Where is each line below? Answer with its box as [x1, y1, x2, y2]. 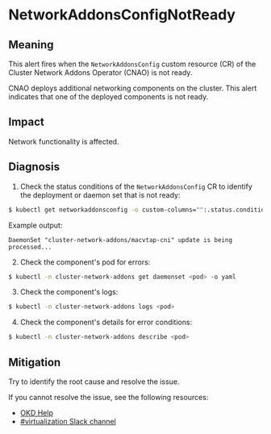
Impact [8, 115, 44, 129]
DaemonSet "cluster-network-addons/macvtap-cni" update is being [8, 236, 232, 244]
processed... [8, 243, 52, 251]
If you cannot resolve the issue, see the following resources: [8, 392, 209, 402]
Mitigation [8, 355, 61, 369]
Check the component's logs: [19, 287, 119, 297]
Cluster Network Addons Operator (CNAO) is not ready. [8, 68, 193, 77]
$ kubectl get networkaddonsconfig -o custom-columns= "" [8, 206, 204, 214]
